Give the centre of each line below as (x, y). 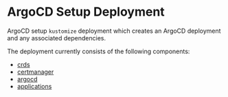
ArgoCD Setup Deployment (86, 12)
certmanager (35, 72)
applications (34, 86)
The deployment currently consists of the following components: (99, 51)
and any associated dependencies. (57, 38)
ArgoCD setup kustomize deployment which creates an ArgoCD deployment (114, 31)
